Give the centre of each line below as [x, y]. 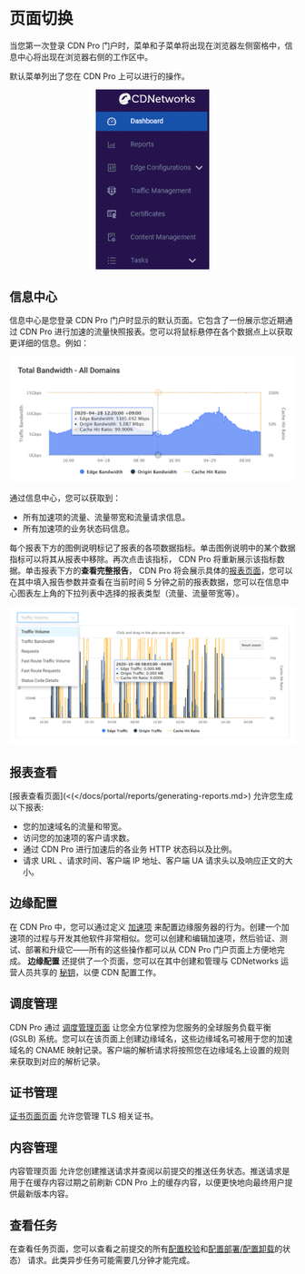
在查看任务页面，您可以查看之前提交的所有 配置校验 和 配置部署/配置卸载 [142, 1249]
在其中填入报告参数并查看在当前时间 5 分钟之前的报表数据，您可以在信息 [145, 582]
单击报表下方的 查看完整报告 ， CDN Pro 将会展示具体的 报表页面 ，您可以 [159, 571]
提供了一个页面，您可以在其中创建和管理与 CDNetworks [174, 961]
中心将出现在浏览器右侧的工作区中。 [84, 56]
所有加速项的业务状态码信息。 [78, 528]
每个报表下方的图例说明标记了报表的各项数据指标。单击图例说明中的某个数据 [152, 548]
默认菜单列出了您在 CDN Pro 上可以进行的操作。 [100, 76]
